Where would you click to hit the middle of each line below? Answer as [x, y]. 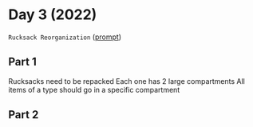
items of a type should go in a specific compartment [94, 89]
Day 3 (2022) [53, 15]
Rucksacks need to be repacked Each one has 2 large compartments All [126, 81]
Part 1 [23, 62]
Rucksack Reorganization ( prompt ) [65, 37]
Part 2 [24, 115]
